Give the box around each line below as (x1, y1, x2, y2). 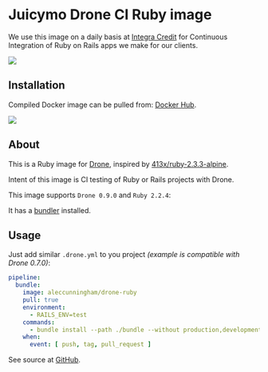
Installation (8, 78, 65, 93)
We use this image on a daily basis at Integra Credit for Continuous (8, 32, 228, 42)
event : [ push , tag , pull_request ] (29, 341, 152, 349)
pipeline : (8, 274, 41, 282)
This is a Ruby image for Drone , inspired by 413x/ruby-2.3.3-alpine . (8, 159, 229, 168)
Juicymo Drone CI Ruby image (8, 6, 212, 24)
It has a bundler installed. (8, 205, 92, 215)
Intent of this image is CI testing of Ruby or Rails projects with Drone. (8, 174, 235, 184)
